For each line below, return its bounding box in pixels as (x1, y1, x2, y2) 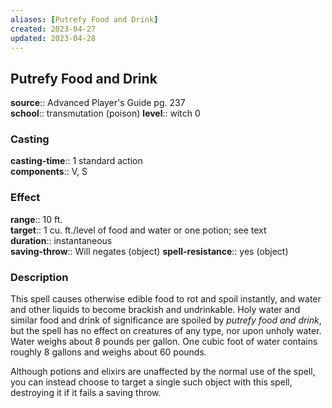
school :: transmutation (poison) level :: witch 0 (10, 107, 201, 120)
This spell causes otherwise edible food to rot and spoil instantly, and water (10, 293, 322, 305)
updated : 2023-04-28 (10, 33, 97, 43)
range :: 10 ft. (10, 213, 63, 225)
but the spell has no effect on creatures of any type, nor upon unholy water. (10, 325, 322, 337)
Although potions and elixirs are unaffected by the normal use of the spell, (10, 366, 316, 378)
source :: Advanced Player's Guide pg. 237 (10, 97, 186, 109)
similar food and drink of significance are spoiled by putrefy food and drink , (10, 314, 322, 326)
